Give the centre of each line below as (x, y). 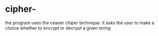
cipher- (21, 9)
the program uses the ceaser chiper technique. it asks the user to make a (80, 23)
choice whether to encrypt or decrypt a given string (58, 28)
